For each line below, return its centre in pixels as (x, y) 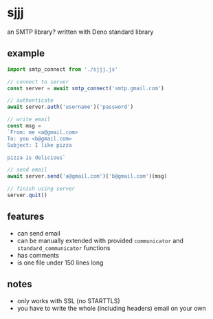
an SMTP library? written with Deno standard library (80, 32)
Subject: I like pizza (40, 145)
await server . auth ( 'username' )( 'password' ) (70, 107)
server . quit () (27, 195)
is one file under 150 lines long (60, 263)
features (26, 217)
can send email (38, 233)
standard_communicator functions (64, 248)
